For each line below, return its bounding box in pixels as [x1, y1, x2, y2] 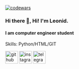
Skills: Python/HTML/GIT [5, 41, 57, 47]
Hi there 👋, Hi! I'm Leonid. [5, 17, 69, 24]
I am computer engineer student [5, 30, 74, 36]
